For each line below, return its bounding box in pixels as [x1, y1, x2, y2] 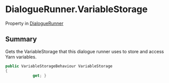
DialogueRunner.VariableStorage [5, 4, 148, 15]
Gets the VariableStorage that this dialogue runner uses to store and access [5, 48, 164, 54]
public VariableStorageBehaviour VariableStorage [5, 63, 113, 69]
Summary [5, 35, 37, 44]
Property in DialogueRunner [5, 20, 64, 26]
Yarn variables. [5, 54, 37, 60]
